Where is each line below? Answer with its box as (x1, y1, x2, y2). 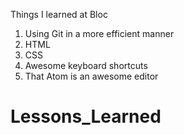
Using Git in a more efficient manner (24, 28, 175, 39)
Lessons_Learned (10, 105, 162, 128)
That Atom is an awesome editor (24, 70, 159, 82)
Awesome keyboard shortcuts (24, 60, 148, 71)
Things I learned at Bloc (10, 9, 108, 20)
